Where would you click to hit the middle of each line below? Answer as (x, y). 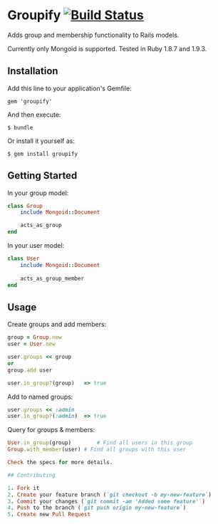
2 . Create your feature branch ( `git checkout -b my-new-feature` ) (110, 495)
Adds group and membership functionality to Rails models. (93, 35)
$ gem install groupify (43, 154)
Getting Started (42, 175)
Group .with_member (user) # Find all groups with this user (97, 450)
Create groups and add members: (57, 325)
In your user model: (36, 246)
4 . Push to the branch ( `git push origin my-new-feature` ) (97, 508)
